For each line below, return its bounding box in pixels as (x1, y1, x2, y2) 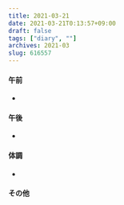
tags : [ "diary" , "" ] (8, 34, 78, 43)
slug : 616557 (8, 49, 52, 57)
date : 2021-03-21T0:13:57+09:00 (8, 19, 116, 27)
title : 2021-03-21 (8, 11, 70, 20)
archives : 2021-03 (8, 42, 70, 50)
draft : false (8, 27, 52, 35)
